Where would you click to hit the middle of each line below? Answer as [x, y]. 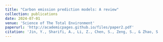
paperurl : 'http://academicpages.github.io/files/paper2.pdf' [70, 28]
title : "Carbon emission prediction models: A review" [62, 9]
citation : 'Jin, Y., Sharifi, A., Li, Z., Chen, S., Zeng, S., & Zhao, [79, 32]
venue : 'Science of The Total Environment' [50, 23]
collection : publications [31, 14]
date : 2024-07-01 [23, 18]
